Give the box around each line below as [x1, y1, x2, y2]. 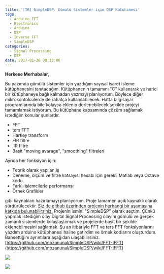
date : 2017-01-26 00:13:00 [5, 58, 61, 63]
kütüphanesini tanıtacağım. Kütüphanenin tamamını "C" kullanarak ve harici [5, 86, 158, 92]
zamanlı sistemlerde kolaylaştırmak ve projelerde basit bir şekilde [5, 219, 137, 225]
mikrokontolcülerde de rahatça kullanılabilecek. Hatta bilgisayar [5, 97, 134, 103]
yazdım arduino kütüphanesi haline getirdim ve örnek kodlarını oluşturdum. [5, 229, 157, 235]
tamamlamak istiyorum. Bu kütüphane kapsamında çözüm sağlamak [5, 107, 143, 113]
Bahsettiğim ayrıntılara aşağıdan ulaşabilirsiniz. [5, 235, 100, 240]
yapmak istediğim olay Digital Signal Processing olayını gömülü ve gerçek [5, 213, 154, 220]
